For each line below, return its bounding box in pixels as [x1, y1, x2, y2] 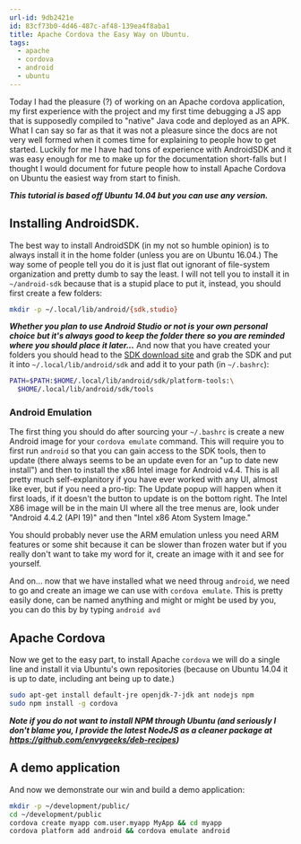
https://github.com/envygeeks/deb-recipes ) [9, 734, 180, 745]
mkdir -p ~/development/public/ [9, 801, 130, 811]
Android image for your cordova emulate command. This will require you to [9, 436, 285, 447]
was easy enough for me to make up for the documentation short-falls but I [9, 154, 287, 164]
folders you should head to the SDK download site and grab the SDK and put [9, 349, 292, 360]
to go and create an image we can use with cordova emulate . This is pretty [9, 585, 284, 596]
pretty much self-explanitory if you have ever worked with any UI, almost [9, 474, 278, 485]
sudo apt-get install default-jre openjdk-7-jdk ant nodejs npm [9, 690, 254, 700]
